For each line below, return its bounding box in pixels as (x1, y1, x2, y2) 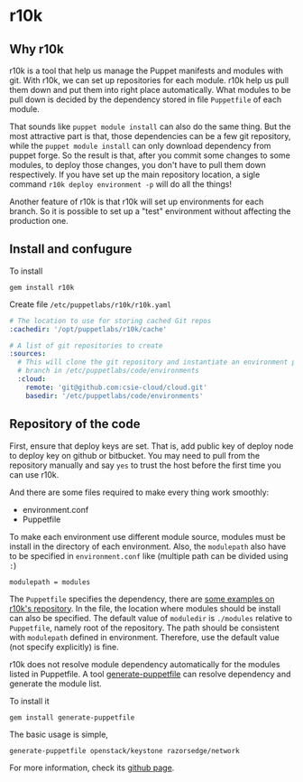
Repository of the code (9, 416, 141, 432)
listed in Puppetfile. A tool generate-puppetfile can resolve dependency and (9, 668, 291, 679)
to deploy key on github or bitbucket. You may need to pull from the (9, 450, 260, 461)
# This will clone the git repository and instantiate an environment (17, 358, 289, 367)
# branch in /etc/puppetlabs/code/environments (17, 367, 200, 376)
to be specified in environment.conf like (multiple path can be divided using (9, 550, 289, 561)
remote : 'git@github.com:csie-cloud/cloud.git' (25, 383, 207, 392)
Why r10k (9, 42, 65, 57)
